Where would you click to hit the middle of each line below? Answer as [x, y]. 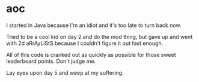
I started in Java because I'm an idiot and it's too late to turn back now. [94, 25]
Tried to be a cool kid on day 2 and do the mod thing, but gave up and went [99, 37]
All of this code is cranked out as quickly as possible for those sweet [91, 54]
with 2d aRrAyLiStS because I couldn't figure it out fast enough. [85, 43]
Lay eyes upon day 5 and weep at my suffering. [65, 72]
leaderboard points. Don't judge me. [51, 61]
